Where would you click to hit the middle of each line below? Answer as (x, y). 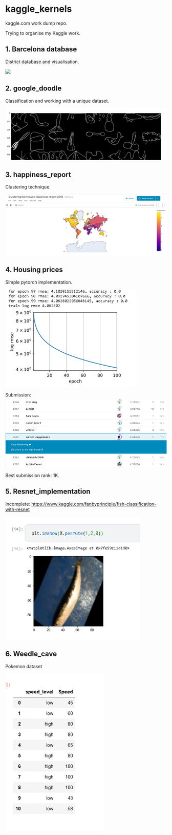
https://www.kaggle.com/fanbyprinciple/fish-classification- (94, 504)
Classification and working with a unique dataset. (57, 101)
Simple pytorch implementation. (39, 282)
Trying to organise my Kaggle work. (43, 33)
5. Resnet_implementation (48, 492)
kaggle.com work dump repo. (36, 23)
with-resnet (17, 509)
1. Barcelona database (41, 49)
